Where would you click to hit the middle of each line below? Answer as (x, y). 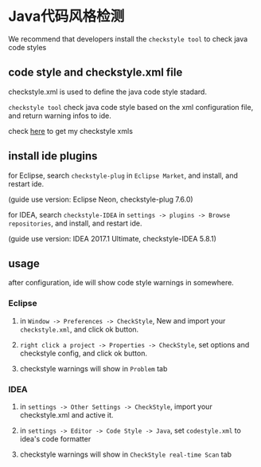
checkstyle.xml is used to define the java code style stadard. (107, 92)
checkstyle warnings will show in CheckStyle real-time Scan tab (126, 454)
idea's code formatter (55, 438)
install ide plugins (53, 156)
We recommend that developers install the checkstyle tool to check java (128, 39)
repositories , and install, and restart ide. (75, 223)
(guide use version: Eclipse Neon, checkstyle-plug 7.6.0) (101, 199)
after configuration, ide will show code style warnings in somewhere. (121, 283)
